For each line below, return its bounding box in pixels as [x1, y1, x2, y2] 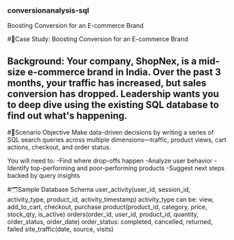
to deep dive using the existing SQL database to [7, 98, 219, 110]
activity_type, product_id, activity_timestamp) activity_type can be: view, [7, 195, 214, 204]
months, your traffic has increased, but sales [7, 77, 207, 89]
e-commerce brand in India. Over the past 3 [27, 66, 221, 78]
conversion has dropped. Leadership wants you [7, 88, 219, 100]
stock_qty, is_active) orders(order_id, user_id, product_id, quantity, [7, 210, 199, 218]
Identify [7, 164, 29, 172]
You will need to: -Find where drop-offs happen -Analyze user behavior [7, 156, 213, 165]
